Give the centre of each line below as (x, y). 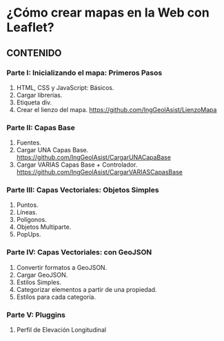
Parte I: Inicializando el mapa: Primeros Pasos (84, 73)
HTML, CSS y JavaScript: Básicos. (65, 87)
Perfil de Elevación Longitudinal (61, 330)
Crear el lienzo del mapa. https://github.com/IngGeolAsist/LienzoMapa (116, 109)
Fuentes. (29, 142)
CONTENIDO (34, 53)
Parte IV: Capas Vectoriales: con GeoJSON (79, 252)
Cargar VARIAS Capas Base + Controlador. (77, 165)
